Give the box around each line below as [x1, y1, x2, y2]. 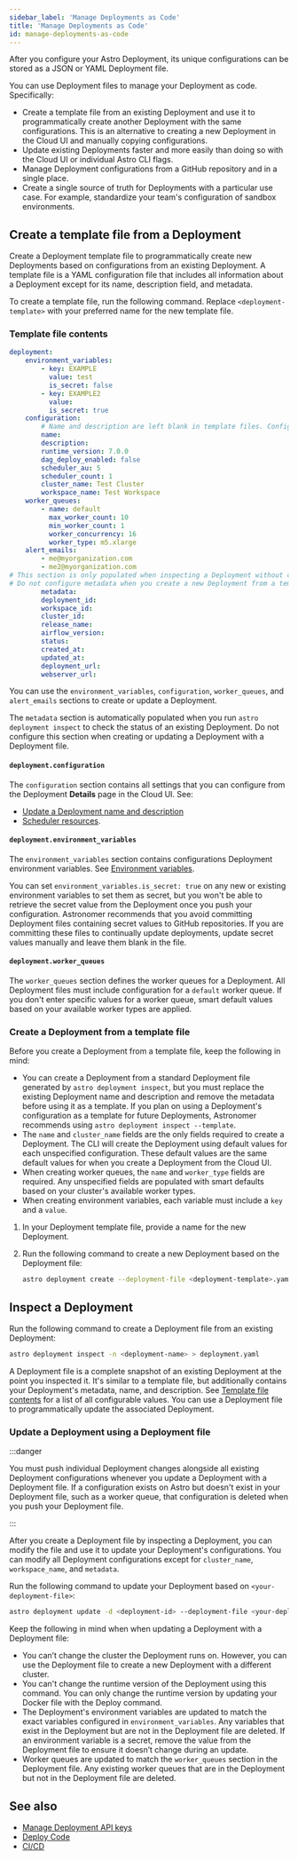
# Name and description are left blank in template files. [41, 423, 264, 431]
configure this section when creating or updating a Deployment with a [9, 732, 264, 742]
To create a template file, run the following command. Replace [9, 297, 237, 307]
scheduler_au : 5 [41, 463, 101, 472]
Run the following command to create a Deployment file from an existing [9, 1324, 273, 1334]
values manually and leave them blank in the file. [9, 937, 187, 947]
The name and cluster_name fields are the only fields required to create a [21, 1129, 285, 1140]
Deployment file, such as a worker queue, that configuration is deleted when [9, 1492, 288, 1502]
